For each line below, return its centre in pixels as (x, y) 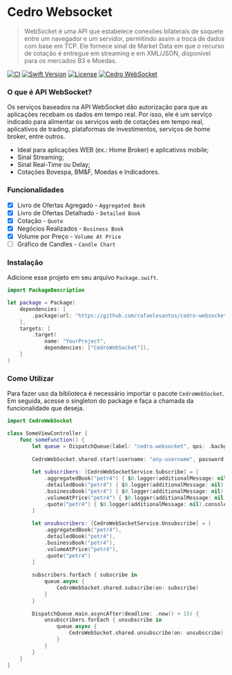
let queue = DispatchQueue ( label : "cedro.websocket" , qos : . (122, 446)
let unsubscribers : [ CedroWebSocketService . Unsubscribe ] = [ (122, 523)
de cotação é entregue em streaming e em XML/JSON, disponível (117, 53)
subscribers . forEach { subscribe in (85, 575)
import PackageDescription (46, 290)
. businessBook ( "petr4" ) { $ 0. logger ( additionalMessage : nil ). (135, 491)
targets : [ (35, 328)
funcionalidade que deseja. (46, 408)
